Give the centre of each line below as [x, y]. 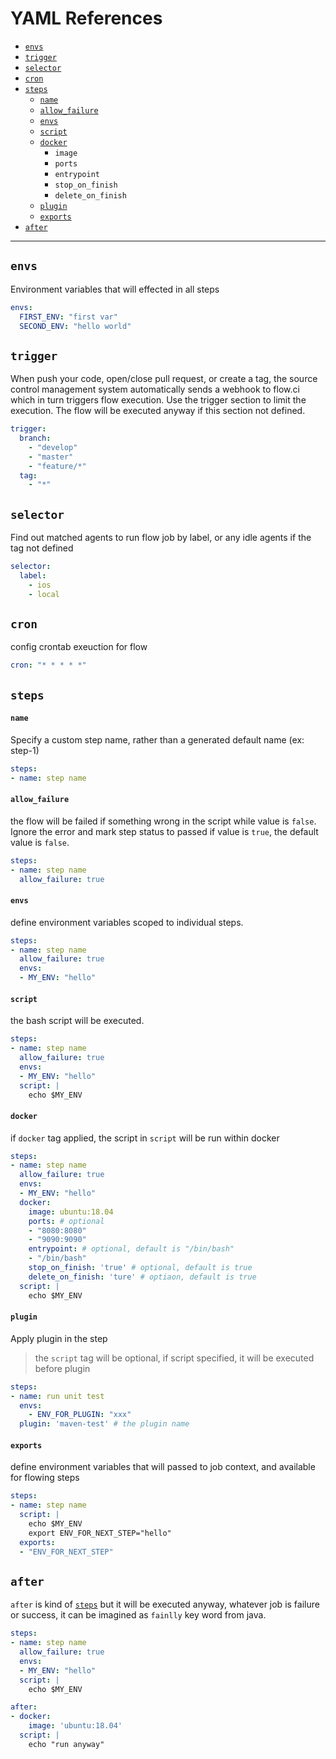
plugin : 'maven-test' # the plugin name [104, 1424]
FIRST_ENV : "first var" [68, 317]
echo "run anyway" [66, 1744]
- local [44, 594]
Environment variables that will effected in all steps [115, 289]
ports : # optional [66, 1221]
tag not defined [42, 548]
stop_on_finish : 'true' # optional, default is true [140, 1268]
